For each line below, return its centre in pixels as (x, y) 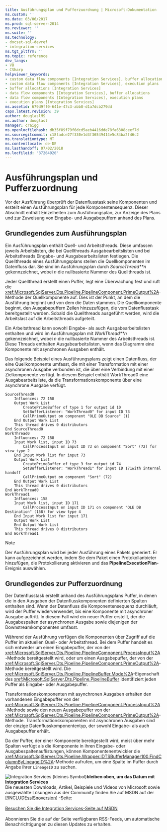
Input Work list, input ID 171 (46, 503)
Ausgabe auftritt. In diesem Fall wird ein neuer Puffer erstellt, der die (75, 617)
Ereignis (13, 568)
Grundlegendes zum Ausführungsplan (66, 233)
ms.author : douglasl (27, 121)
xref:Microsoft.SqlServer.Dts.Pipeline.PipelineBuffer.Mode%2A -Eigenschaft (82, 674)
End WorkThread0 (22, 490)
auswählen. (34, 568)
